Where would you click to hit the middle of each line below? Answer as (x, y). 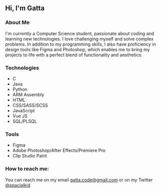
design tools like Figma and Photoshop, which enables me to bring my (77, 49)
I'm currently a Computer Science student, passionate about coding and (80, 33)
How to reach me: (27, 169)
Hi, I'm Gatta (25, 8)
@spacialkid (18, 185)
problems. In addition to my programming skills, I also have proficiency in (81, 44)
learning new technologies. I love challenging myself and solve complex (79, 39)
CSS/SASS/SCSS (30, 105)
